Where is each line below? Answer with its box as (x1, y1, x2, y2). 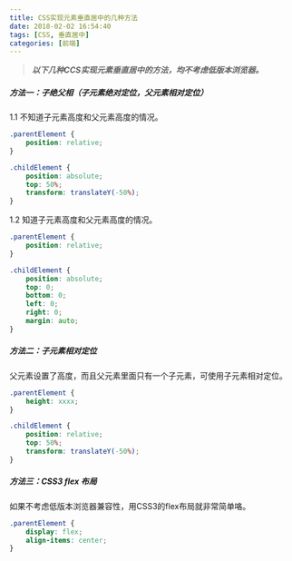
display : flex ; (25, 527, 83, 536)
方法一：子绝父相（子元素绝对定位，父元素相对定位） (9, 87, 209, 98)
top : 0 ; (25, 282, 54, 291)
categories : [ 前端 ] (9, 38, 81, 48)
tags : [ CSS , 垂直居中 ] (9, 30, 90, 39)
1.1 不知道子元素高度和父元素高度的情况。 (9, 112, 163, 123)
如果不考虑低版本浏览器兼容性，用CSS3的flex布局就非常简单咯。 (9, 500, 251, 511)
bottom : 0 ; (25, 291, 67, 300)
